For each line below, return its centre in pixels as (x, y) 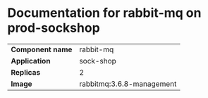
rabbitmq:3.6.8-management (128, 84)
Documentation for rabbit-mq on (104, 13)
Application (31, 61)
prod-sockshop (54, 28)
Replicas (26, 72)
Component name (42, 49)
